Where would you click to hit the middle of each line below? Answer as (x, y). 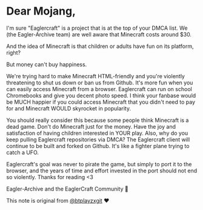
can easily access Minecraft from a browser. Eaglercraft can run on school (99, 89)
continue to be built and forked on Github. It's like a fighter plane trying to (98, 146)
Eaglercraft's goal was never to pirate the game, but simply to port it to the (99, 164)
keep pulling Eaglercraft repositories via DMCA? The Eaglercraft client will (98, 139)
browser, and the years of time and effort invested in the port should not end (102, 171)
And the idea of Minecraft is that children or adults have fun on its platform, (100, 46)
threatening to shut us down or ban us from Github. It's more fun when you (100, 83)
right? (14, 52)
